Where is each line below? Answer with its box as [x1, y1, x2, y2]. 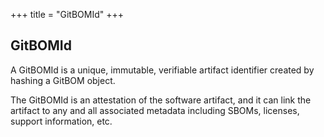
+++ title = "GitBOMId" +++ [10, 9, 124, 20]
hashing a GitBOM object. [10, 74, 116, 86]
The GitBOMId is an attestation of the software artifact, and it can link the [10, 94, 312, 106]
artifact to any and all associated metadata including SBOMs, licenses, [10, 104, 300, 116]
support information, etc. [10, 115, 113, 127]
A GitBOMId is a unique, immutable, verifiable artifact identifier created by [10, 64, 315, 76]
